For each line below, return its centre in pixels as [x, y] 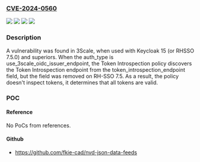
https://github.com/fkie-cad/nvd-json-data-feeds [76, 152]
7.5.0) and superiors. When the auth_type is [60, 57]
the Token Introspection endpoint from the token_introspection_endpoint [96, 69]
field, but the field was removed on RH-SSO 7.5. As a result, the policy [92, 76]
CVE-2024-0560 [32, 8]
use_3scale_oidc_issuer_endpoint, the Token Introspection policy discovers [99, 63]
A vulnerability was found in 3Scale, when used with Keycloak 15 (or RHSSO [100, 51]
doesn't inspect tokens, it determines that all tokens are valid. [82, 82]
